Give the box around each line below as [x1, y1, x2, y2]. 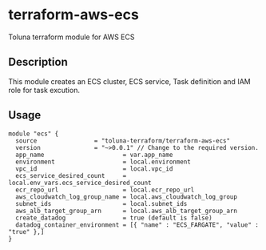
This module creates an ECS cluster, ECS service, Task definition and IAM [8, 76, 251, 86]
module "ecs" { [8, 130, 59, 138]
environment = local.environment [15, 158, 192, 166]
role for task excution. [8, 85, 80, 95]
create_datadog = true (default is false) [15, 214, 213, 222]
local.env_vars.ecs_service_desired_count [8, 179, 152, 187]
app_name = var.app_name [15, 151, 173, 159]
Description [8, 55, 68, 69]
